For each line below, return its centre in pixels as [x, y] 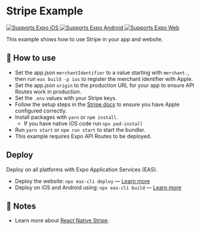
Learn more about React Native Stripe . [62, 220]
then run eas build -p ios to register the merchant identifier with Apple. [104, 78]
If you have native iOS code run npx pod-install [83, 123]
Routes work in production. [48, 92]
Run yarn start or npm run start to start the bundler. [80, 129]
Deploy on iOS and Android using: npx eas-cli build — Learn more [98, 187]
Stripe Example [45, 11]
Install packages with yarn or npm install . [66, 117]
